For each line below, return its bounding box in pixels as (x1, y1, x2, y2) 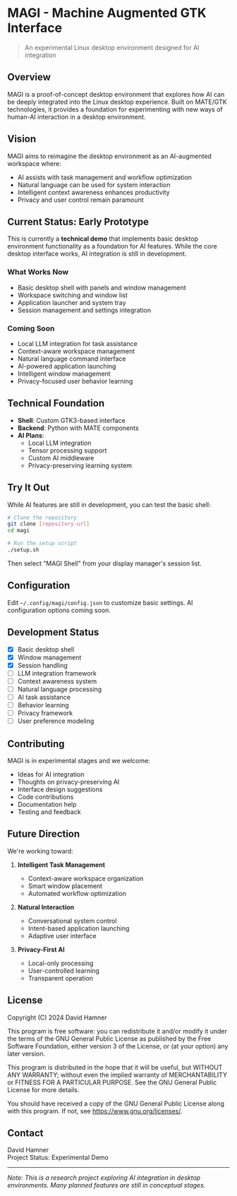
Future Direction (7, 828, 80, 840)
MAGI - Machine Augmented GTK (7, 5, 207, 21)
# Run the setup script (7, 540, 78, 547)
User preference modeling (17, 717, 95, 725)
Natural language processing (17, 685, 102, 693)
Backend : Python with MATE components (17, 424, 139, 432)
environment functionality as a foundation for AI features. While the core (7, 242, 217, 251)
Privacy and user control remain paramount (17, 196, 144, 204)
